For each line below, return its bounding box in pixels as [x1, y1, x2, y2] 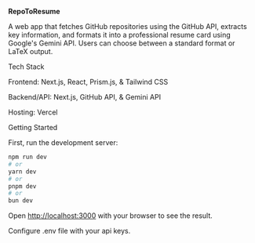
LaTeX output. [8, 47, 53, 56]
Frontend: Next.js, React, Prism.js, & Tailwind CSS [8, 78, 169, 86]
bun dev [8, 197, 34, 205]
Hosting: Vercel [8, 107, 58, 117]
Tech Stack [8, 62, 45, 71]
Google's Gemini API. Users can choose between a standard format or [8, 38, 235, 48]
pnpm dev [8, 182, 37, 190]
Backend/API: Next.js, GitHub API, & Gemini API [8, 92, 162, 101]
